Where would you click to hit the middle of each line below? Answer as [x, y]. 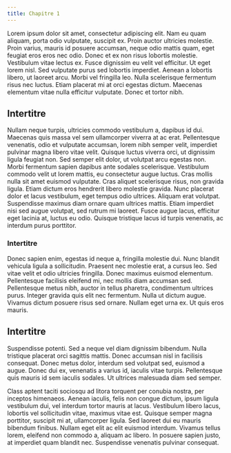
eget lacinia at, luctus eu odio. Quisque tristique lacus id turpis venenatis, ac [115, 218]
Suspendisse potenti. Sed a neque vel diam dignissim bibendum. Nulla [107, 348]
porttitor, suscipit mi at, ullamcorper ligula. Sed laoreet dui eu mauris [104, 420]
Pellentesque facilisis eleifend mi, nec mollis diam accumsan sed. [100, 280]
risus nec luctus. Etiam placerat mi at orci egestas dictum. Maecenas [105, 84]
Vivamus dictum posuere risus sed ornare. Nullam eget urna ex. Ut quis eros [115, 302]
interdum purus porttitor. [42, 226]
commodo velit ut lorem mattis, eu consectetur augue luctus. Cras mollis [110, 174]
